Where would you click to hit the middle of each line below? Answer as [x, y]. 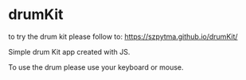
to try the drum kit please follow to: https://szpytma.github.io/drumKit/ [123, 36]
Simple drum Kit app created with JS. [69, 51]
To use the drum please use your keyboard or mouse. [96, 67]
